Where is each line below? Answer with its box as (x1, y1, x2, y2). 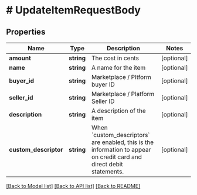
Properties (6, 27, 46, 37)
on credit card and (91, 153, 142, 161)
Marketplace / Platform (91, 90, 155, 98)
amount (9, 54, 31, 62)
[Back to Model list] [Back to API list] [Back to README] (6, 183, 141, 189)
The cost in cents (91, 54, 140, 62)
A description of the (91, 107, 147, 115)
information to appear (91, 146, 151, 153)
